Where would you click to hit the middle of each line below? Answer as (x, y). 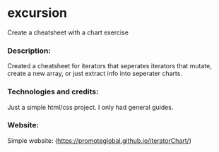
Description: (29, 51)
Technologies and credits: (53, 91)
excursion (37, 13)
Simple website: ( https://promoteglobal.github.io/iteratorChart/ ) (100, 140)
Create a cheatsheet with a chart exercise (68, 32)
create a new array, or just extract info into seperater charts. (95, 74)
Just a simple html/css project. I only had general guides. (90, 107)
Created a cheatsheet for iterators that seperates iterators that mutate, (109, 66)
